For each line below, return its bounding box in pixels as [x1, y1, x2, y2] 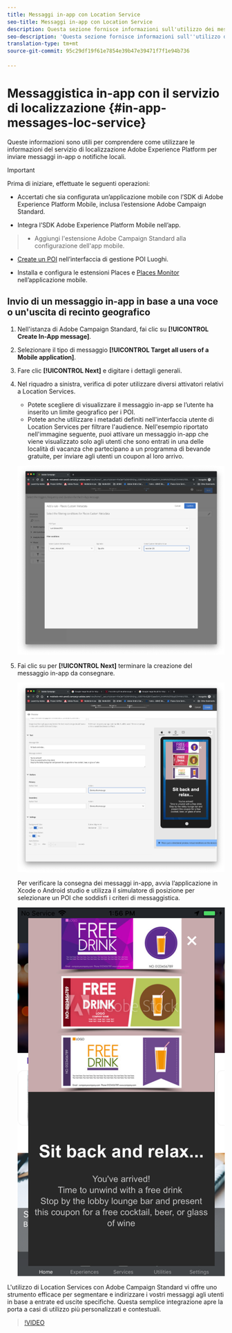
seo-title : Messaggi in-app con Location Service [7, 18, 153, 26]
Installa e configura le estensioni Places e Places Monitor [17, 268, 180, 277]
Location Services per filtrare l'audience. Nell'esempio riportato [27, 422, 209, 431]
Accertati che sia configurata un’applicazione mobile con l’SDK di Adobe [17, 192, 224, 201]
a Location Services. [17, 387, 76, 395]
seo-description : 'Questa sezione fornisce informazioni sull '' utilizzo [7, 33, 221, 40]
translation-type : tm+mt [7, 40, 79, 48]
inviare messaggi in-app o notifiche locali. [7, 152, 126, 160]
